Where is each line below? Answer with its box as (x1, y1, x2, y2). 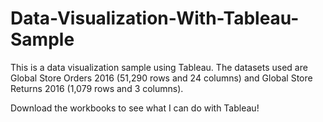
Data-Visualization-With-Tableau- (10, 7, 300, 30)
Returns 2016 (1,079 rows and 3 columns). (10, 82, 184, 94)
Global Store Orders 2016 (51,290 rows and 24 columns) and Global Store (10, 72, 313, 84)
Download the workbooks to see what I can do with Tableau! (10, 102, 260, 114)
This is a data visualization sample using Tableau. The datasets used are (10, 61, 308, 73)
